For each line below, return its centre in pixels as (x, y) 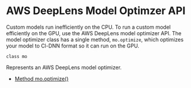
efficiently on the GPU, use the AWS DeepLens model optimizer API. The (94, 33)
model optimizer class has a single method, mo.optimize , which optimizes (95, 39)
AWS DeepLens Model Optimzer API (96, 11)
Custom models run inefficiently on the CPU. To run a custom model (88, 27)
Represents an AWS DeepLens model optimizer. (64, 67)
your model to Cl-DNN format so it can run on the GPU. (73, 46)
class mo (17, 56)
